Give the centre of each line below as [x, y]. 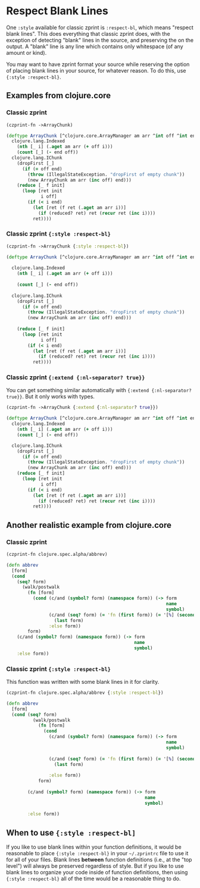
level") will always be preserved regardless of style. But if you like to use [95, 866]
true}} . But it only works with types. [51, 396]
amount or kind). [26, 52]
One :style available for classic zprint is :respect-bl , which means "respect [100, 27]
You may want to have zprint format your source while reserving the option [98, 64]
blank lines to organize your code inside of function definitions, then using [97, 873]
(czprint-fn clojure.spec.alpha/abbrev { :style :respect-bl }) [85, 693]
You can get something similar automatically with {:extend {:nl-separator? [99, 390]
